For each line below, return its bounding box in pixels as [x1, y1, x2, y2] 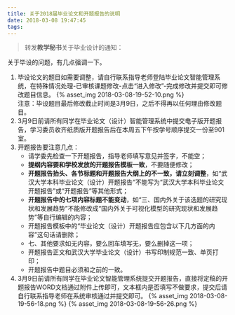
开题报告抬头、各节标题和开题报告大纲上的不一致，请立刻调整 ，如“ [27, 169, 222, 178]
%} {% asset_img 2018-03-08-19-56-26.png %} [58, 300, 198, 308]
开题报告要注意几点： [17, 143, 79, 151]
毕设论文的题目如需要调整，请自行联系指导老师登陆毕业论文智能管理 [17, 73, 215, 81]
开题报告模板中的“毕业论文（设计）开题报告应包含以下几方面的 [27, 222, 209, 230]
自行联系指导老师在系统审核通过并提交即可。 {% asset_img [17, 292, 188, 300]
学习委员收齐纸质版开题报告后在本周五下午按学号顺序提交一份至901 [29, 125, 225, 134]
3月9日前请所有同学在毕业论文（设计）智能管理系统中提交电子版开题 [17, 117, 216, 125]
